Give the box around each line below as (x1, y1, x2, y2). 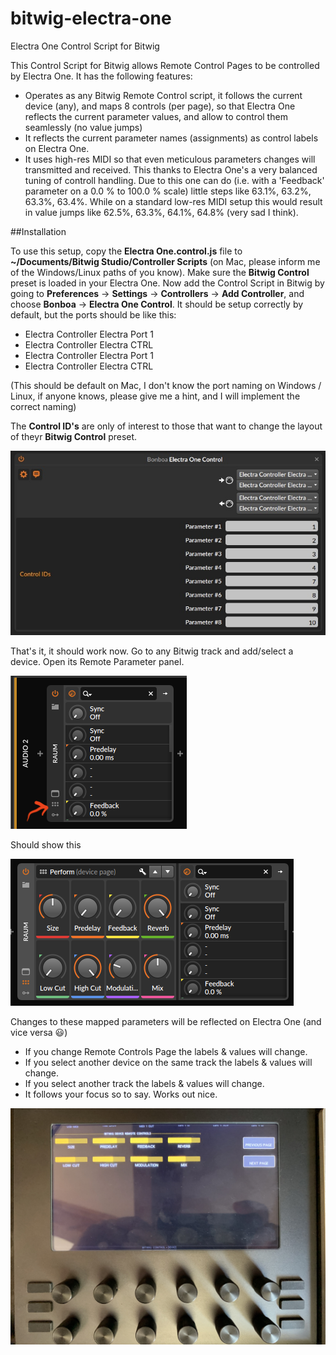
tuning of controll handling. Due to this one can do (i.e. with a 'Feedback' (24, 174, 325, 186)
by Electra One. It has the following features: (10, 70, 193, 82)
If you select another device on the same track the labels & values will (24, 1056, 313, 1068)
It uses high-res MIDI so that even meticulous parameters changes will (24, 153, 316, 165)
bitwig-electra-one (10, 7, 172, 30)
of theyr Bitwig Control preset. (10, 430, 138, 442)
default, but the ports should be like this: (10, 308, 177, 321)
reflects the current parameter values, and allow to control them (24, 110, 288, 122)
